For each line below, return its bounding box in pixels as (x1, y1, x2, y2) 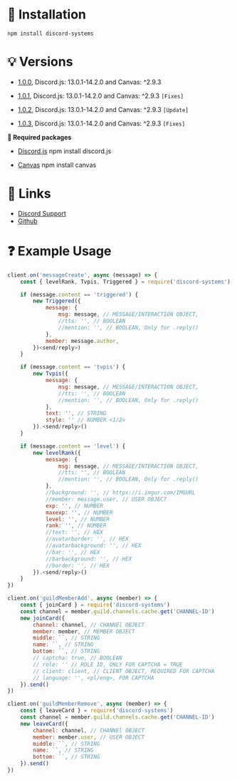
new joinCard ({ (20, 615, 65, 622)
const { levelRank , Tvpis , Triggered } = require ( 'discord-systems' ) (20, 278, 231, 285)
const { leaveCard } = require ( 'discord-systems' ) (20, 707, 174, 714)
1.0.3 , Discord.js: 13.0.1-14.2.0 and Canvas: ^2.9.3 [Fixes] (17, 119, 186, 128)
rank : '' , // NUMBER (45, 522, 107, 530)
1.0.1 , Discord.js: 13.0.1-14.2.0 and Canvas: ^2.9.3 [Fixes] (17, 91, 184, 100)
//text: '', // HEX (45, 529, 103, 536)
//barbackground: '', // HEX (45, 555, 132, 563)
